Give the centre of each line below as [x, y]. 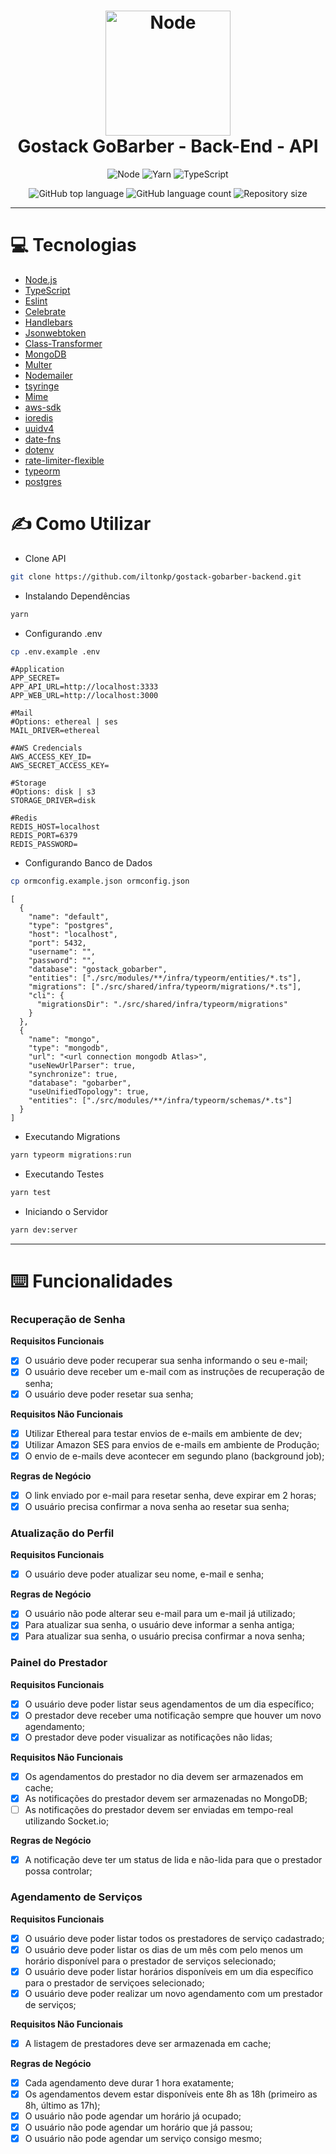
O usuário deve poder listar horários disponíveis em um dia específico [169, 1971]
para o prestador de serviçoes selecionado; [114, 1982]
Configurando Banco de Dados [88, 863]
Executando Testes [64, 1174]
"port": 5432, [57, 943]
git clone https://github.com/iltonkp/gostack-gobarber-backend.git [156, 576]
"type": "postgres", [71, 926]
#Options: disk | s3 [53, 792]
